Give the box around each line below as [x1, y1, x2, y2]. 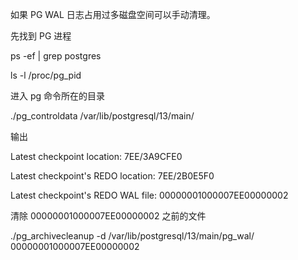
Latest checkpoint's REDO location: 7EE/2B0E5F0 [10, 170, 215, 182]
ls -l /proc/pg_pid [10, 69, 82, 81]
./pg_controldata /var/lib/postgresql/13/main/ [10, 110, 195, 122]
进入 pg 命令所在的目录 [10, 90, 106, 102]
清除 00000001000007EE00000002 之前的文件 [10, 210, 207, 222]
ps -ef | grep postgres [10, 50, 102, 62]
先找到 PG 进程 [10, 30, 72, 42]
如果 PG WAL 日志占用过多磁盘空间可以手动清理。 [10, 9, 216, 20]
